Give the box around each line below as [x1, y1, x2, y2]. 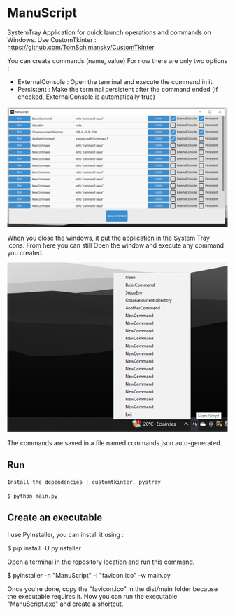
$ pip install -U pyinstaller [7, 543, 82, 552]
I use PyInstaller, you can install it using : [7, 530, 124, 539]
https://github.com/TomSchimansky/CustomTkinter [7, 43, 155, 51]
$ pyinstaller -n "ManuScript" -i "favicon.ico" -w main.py [7, 571, 171, 579]
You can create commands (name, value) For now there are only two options [7, 56, 228, 65]
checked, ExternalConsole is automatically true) [17, 93, 156, 101]
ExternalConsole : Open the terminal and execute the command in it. [17, 77, 215, 86]
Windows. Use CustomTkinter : [7, 35, 97, 43]
